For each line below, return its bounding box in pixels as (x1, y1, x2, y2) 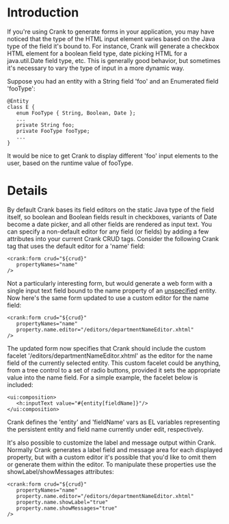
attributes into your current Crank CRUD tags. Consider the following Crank (7, 234, 219, 242)
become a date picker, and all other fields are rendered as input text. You (7, 220, 212, 228)
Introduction (7, 5, 79, 21)
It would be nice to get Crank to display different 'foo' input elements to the (7, 151, 219, 160)
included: (7, 380, 33, 388)
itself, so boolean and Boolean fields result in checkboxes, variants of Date (7, 212, 217, 221)
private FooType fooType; (16, 127, 90, 134)
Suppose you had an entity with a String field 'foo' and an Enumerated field (7, 77, 219, 85)
